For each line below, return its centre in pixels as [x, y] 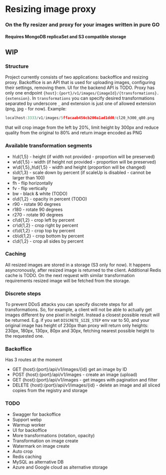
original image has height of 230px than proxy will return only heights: [77, 326]
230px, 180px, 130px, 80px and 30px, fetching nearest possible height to [80, 331]
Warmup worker [29, 425]
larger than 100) [29, 178]
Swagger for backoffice [37, 414]
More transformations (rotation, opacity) [53, 435]
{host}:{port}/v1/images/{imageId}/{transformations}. [101, 94]
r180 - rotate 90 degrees [38, 209]
